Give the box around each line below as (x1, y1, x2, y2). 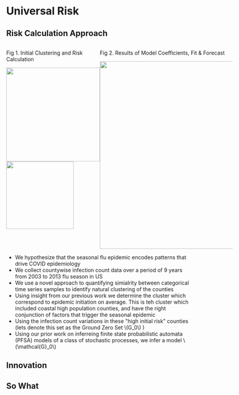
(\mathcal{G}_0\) (14, 343, 57, 350)
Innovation (6, 360, 47, 370)
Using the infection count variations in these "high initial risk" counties (14, 318, 189, 325)
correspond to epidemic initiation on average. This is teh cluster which (14, 298, 189, 306)
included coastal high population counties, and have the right (14, 305, 167, 312)
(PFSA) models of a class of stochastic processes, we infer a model (14, 337, 182, 343)
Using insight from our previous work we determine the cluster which (14, 292, 186, 299)
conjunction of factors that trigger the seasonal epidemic (14, 311, 156, 318)
